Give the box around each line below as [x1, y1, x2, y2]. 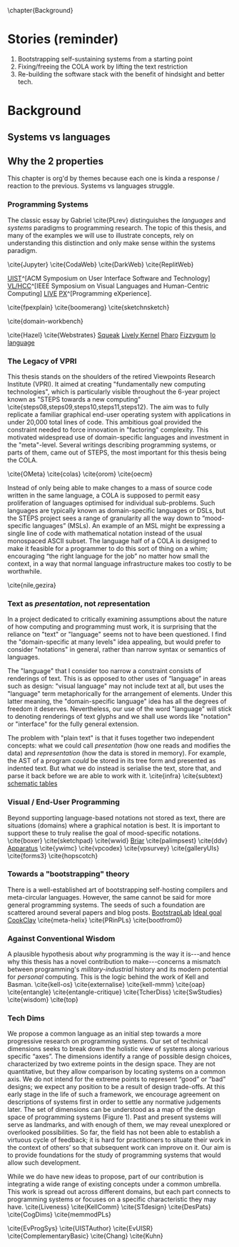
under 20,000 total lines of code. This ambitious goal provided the [7, 417, 202, 426]
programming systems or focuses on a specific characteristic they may [7, 1195, 216, 1203]
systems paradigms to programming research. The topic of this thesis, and [7, 223, 227, 232]
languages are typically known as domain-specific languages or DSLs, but [7, 506, 226, 515]
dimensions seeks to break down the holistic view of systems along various [7, 1045, 230, 1053]
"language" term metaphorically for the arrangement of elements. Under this [7, 690, 233, 698]
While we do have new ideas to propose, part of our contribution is [7, 1172, 204, 1181]
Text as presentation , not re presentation [7, 598, 151, 608]
